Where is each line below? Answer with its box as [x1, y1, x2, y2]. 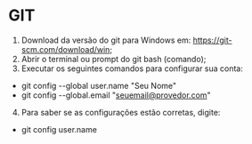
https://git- [192, 35, 232, 45]
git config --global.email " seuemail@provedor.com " [20, 90, 211, 100]
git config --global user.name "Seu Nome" [20, 80, 177, 91]
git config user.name [20, 124, 97, 134]
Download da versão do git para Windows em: [20, 35, 191, 45]
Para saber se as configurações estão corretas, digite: [20, 107, 221, 117]
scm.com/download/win [20, 44, 110, 54]
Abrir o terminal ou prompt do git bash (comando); [20, 53, 207, 64]
